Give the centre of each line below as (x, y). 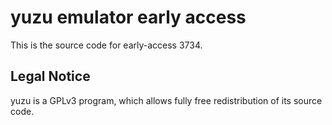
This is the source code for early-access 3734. (106, 45)
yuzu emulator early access (128, 17)
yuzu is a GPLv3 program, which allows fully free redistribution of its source (166, 100)
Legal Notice (50, 76)
